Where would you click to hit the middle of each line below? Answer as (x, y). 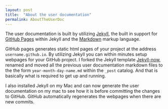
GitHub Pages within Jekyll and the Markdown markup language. (73, 39)
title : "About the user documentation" (49, 15)
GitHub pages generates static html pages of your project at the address (81, 49)
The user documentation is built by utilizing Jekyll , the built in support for (81, 34)
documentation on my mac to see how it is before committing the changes (83, 91)
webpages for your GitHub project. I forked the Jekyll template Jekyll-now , (83, 60)
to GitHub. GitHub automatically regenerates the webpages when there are (83, 96)
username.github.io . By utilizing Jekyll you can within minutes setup (76, 54)
